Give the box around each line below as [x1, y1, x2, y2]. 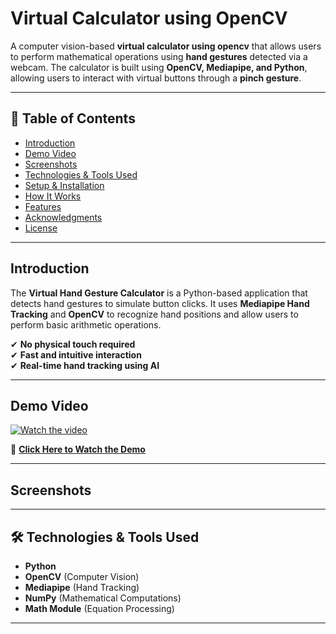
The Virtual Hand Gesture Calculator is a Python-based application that [10, 287, 308, 299]
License [24, 222, 58, 234]
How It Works [24, 190, 82, 202]
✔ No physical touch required [10, 338, 136, 350]
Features [24, 200, 62, 212]
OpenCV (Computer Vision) [24, 571, 140, 582]
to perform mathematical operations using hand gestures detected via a [10, 50, 308, 62]
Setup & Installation [24, 179, 105, 191]
